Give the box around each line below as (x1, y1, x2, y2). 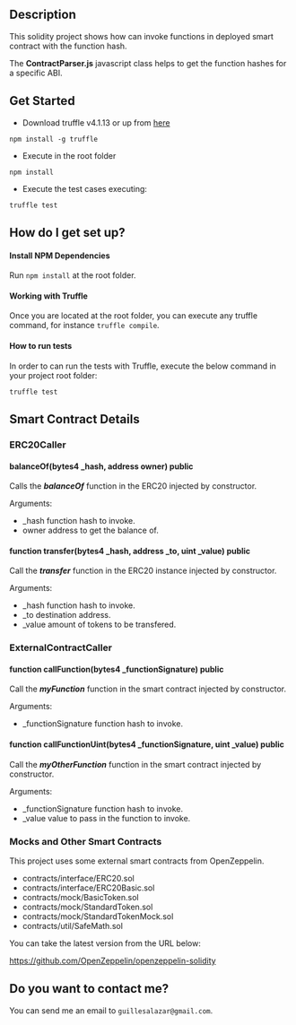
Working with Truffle (9, 291, 88, 301)
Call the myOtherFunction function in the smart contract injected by (9, 759, 262, 769)
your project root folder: (9, 369, 98, 380)
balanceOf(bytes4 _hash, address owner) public (9, 461, 194, 472)
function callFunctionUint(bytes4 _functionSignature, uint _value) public (9, 739, 285, 750)
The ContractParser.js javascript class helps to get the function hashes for (9, 57, 287, 68)
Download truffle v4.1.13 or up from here (22, 117, 170, 128)
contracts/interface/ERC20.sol (22, 873, 135, 883)
